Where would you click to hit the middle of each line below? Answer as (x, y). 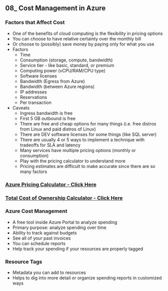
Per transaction (35, 102)
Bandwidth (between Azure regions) (57, 86)
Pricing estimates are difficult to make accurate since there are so (87, 166)
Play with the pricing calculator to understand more (73, 161)
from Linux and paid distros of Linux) (58, 129)
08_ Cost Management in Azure (55, 8)
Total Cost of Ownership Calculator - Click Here (64, 198)
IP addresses (33, 91)
